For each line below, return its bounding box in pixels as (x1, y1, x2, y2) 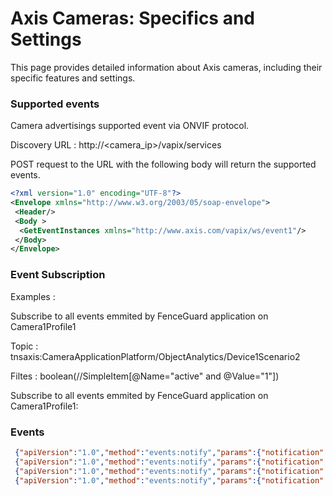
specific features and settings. (10, 72, 136, 84)
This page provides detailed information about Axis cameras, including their (10, 61, 323, 73)
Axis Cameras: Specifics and (10, 7, 256, 30)
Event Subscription (10, 268, 106, 282)
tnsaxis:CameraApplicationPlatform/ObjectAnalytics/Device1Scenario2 (10, 350, 301, 362)
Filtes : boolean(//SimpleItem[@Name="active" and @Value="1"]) (10, 370, 280, 382)
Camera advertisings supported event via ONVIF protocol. (10, 120, 250, 132)
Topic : (10, 340, 39, 352)
